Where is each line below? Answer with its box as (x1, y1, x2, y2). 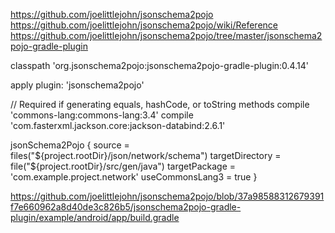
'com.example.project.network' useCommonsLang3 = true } (10, 171, 258, 183)
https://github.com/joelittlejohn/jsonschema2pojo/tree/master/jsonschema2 (10, 30, 323, 41)
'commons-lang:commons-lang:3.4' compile (10, 109, 194, 121)
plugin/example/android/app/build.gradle (10, 212, 180, 223)
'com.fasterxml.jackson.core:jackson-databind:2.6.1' (10, 120, 226, 131)
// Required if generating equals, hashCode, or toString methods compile (10, 99, 310, 110)
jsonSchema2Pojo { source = (10, 139, 130, 151)
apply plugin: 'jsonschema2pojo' (10, 79, 145, 91)
